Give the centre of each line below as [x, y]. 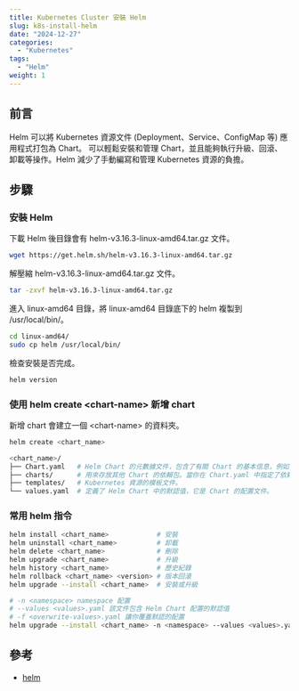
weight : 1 [28, 76]
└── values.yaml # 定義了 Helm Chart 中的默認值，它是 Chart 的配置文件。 [141, 492]
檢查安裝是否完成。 [44, 362]
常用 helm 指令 [41, 516]
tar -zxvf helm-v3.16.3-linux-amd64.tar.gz [91, 290]
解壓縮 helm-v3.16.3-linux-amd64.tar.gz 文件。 [95, 273]
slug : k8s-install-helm [53, 26]
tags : [19, 59]
